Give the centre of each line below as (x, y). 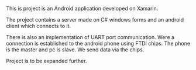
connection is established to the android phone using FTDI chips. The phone (98, 43)
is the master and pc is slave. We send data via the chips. (75, 50)
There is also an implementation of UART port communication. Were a (90, 37)
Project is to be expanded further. (47, 61)
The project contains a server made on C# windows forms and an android (95, 20)
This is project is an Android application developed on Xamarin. (82, 8)
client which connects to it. (39, 26)
